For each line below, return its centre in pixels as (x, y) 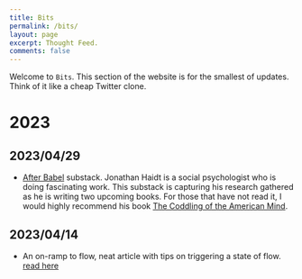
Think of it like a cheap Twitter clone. (78, 86)
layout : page (34, 34)
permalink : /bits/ (44, 26)
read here (41, 265)
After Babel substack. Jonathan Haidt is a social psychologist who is (149, 177)
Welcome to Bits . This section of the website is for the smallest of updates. (149, 76)
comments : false (40, 51)
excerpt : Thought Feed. (54, 43)
